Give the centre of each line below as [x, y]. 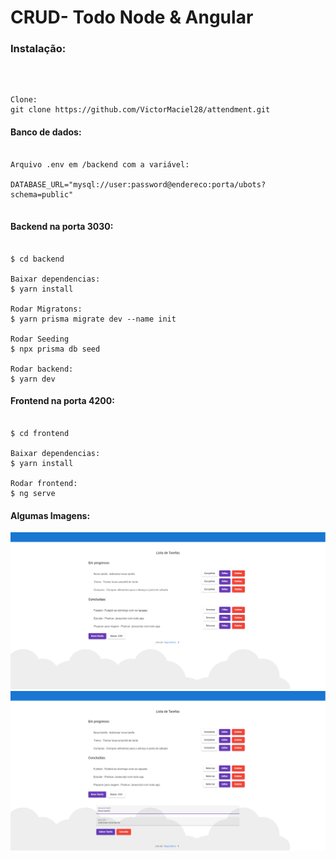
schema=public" [42, 194]
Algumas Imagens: [50, 515]
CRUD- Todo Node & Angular [132, 17]
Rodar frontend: [44, 484]
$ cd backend [37, 259]
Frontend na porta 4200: [62, 401]
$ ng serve [33, 494]
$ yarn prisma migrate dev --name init [93, 319]
